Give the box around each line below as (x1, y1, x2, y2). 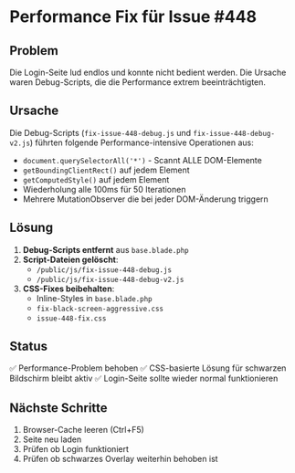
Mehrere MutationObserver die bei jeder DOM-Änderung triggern (22, 194, 269, 205)
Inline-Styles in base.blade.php (36, 292, 153, 303)
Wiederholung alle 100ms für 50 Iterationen (22, 184, 186, 194)
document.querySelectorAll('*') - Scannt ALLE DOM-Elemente (22, 154, 262, 165)
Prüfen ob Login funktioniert (22, 444, 130, 455)
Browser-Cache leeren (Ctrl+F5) (22, 425, 144, 436)
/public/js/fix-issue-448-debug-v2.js (36, 275, 184, 284)
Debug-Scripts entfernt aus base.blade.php (22, 244, 189, 255)
